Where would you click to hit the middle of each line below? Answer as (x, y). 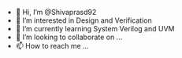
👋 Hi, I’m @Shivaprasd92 (56, 12)
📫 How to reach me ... (52, 46)
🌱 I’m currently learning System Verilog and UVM (95, 29)
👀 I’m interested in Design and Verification (84, 20)
